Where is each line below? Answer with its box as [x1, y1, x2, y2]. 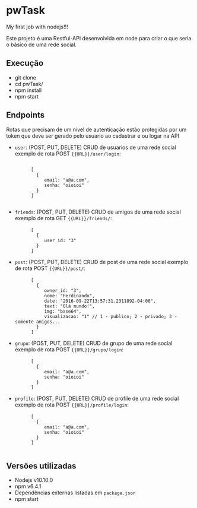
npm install [14, 87, 42, 94]
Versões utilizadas [6, 461, 77, 471]
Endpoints [6, 110, 45, 120]
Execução [6, 58, 44, 68]
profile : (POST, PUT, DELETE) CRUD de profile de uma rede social [14, 395, 179, 402]
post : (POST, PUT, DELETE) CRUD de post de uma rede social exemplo [14, 258, 189, 265]
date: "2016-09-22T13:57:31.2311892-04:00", [44, 298, 156, 304]
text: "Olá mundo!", [44, 303, 95, 309]
